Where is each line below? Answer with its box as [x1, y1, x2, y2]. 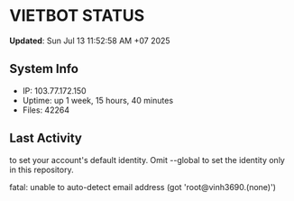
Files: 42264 [22, 105, 70, 115]
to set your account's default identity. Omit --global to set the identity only [9, 154, 286, 165]
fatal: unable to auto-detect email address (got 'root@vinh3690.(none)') [9, 181, 277, 192]
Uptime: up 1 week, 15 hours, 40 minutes [22, 95, 174, 105]
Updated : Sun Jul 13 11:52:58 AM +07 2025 [9, 35, 170, 46]
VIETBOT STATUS [9, 5, 145, 26]
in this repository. [9, 164, 74, 175]
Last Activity [9, 131, 83, 146]
